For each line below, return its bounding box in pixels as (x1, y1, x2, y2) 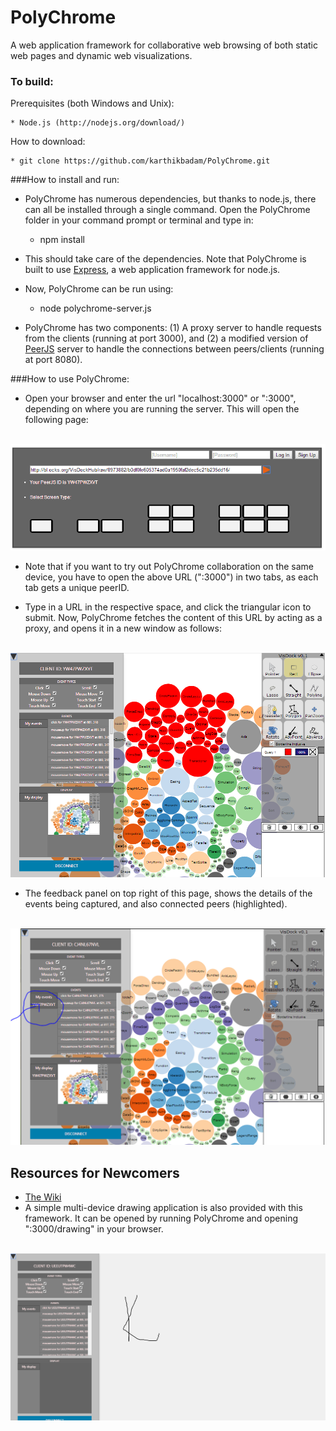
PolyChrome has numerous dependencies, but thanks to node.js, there (24, 193, 317, 205)
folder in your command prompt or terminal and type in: (24, 214, 254, 226)
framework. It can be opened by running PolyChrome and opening (24, 1212, 299, 1225)
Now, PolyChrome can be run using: (24, 283, 174, 295)
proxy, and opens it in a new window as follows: (24, 622, 222, 634)
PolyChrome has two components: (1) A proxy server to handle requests (24, 322, 322, 334)
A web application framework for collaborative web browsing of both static (10, 39, 319, 51)
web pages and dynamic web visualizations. (10, 49, 193, 61)
